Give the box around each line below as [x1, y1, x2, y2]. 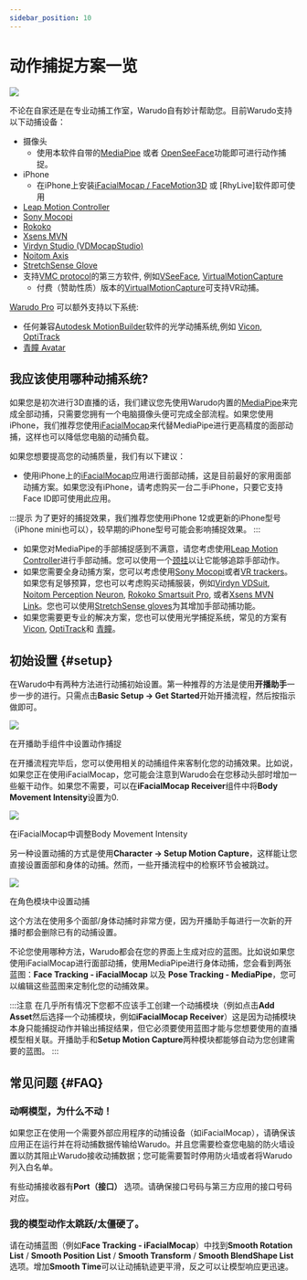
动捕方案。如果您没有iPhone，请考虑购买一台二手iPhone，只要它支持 [22, 482, 283, 493]
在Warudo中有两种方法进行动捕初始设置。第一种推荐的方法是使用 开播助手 [9, 678, 288, 690]
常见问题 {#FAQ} [9, 1075, 103, 1091]
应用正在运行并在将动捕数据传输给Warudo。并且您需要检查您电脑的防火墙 [9, 1138, 288, 1149]
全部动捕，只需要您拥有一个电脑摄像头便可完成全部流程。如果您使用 [16, 409, 274, 420]
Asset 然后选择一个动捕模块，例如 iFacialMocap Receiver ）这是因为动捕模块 [9, 1011, 297, 1022]
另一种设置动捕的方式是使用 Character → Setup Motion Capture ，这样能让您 [9, 848, 298, 859]
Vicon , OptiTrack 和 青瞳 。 [22, 624, 121, 635]
